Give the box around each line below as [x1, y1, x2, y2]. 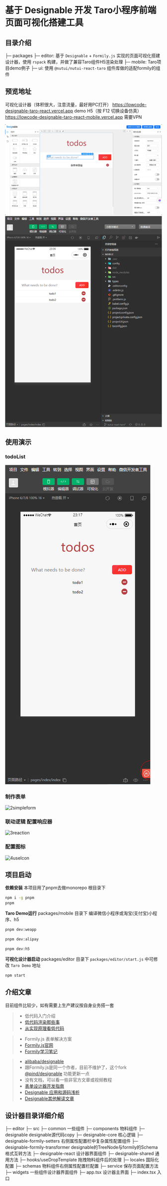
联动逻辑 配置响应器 [5, 818, 53, 825]
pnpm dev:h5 [5, 946, 30, 951]
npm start [5, 973, 26, 978]
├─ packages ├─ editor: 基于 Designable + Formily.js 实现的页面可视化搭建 [5, 53, 161, 58]
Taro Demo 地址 [10, 962, 41, 968]
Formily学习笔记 [24, 1048, 58, 1054]
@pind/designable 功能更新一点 [24, 1070, 90, 1076]
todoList [5, 453, 26, 460]
